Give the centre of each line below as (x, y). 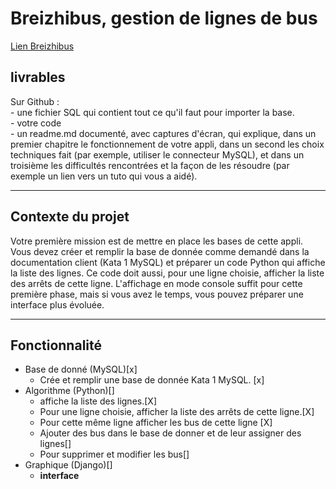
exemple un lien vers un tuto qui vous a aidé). (104, 176)
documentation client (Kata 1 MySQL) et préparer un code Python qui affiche (168, 262)
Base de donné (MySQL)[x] (81, 369)
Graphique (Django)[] (68, 465)
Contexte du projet (70, 217)
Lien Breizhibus (42, 46)
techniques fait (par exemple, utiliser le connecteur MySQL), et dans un (157, 154)
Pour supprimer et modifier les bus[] (114, 454)
